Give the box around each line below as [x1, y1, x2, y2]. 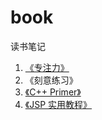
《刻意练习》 [24, 74, 78, 86]
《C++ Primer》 [24, 86, 82, 98]
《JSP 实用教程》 [24, 98, 93, 110]
